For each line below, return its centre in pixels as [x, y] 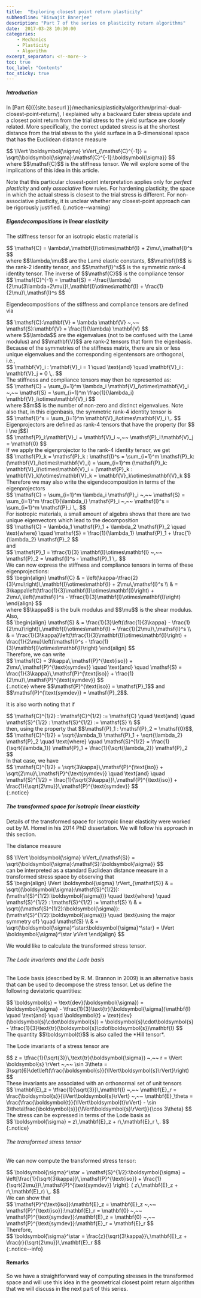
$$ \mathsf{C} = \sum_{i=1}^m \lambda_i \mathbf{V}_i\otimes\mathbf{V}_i [98, 386]
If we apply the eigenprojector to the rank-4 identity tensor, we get [88, 450]
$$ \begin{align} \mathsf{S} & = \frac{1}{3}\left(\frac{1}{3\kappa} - [89, 623]
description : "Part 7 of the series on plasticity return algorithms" [96, 23]
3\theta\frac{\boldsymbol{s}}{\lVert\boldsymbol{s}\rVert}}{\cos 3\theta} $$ [99, 1109]
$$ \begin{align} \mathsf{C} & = [46, 578]
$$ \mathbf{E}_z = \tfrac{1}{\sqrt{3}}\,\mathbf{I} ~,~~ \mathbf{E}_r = [92, 1090]
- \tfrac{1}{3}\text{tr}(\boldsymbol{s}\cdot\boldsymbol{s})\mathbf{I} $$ [95, 1028]
